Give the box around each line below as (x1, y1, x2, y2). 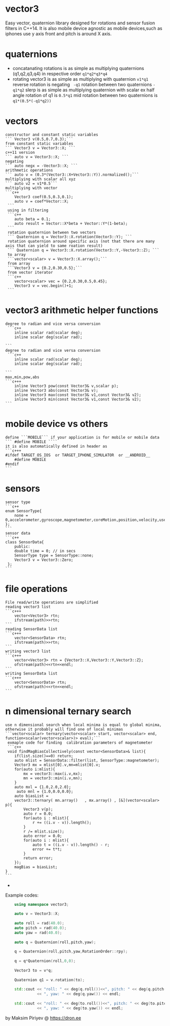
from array (7, 261, 30, 266)
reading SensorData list (5, 626, 58, 632)
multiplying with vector (5, 185, 58, 190)
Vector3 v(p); (23, 807, 53, 812)
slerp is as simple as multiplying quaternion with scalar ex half (25, 87, 155, 93)
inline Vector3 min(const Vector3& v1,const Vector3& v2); (14, 396, 142, 402)
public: (14, 544, 30, 549)
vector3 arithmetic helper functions (5, 305, 158, 316)
